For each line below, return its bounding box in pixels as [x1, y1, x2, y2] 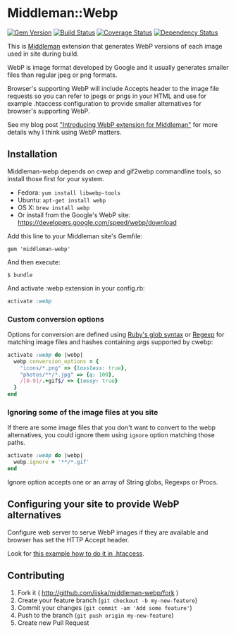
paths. [7, 439, 26, 447]
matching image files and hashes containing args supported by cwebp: [7, 337, 213, 346]
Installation [7, 148, 58, 160]
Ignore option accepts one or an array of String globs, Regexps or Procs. [7, 477, 218, 486]
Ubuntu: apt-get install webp [17, 195, 106, 204]
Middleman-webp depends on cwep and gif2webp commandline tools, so [7, 167, 222, 176]
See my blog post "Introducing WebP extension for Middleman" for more [7, 120, 218, 128]
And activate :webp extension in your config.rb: [7, 284, 146, 292]
